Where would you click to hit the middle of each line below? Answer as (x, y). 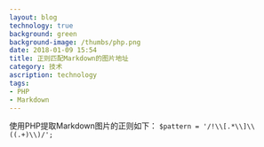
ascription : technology (53, 75)
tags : (19, 83)
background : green (43, 34)
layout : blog (33, 17)
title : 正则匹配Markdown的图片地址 (69, 58)
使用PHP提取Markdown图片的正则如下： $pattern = (104, 126)
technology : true (41, 26)
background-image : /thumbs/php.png (75, 42)
